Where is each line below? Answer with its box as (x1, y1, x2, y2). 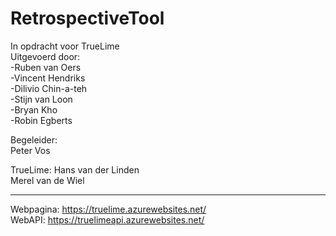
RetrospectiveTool (10, 7, 165, 30)
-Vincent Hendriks (10, 72, 86, 84)
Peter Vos (10, 144, 51, 156)
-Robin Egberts (10, 114, 73, 126)
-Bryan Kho (10, 103, 58, 116)
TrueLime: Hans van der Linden (10, 163, 140, 176)
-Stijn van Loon (10, 93, 73, 105)
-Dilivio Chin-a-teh (10, 82, 88, 94)
